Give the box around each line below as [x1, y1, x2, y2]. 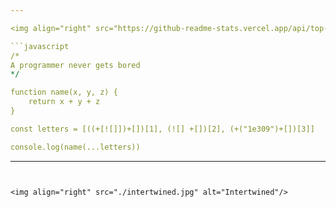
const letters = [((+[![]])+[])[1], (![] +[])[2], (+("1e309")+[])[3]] [10, 124, 315, 134]
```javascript [10, 41, 70, 51]
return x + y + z [28, 97, 101, 107]
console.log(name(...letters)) [10, 142, 141, 152]
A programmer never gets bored [10, 60, 141, 70]
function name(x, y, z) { [10, 87, 118, 98]
